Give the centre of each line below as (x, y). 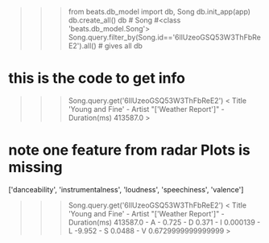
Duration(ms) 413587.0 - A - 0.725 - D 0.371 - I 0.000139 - (164, 222)
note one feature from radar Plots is (130, 150)
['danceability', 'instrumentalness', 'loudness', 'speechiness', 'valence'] (126, 189)
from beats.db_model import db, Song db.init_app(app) (159, 12)
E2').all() (82, 46)
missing (35, 167)
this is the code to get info (97, 78)
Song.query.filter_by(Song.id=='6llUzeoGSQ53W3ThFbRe (165, 37)
